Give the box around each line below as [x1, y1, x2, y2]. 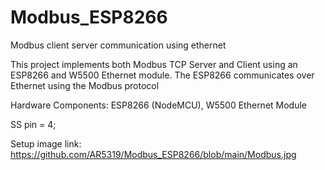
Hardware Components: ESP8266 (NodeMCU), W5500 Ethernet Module [10, 99, 308, 111]
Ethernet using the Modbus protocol [10, 79, 160, 91]
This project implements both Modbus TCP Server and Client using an [10, 58, 298, 70]
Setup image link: [10, 137, 82, 150]
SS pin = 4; [10, 118, 57, 130]
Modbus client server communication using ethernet [10, 39, 227, 51]
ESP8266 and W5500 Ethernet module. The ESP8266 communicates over [10, 69, 315, 81]
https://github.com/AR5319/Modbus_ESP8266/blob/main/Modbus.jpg [10, 148, 297, 160]
